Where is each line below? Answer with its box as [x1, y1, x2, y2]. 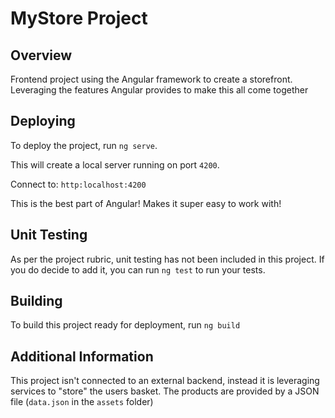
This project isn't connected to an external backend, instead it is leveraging [10, 375, 320, 387]
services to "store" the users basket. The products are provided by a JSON [10, 385, 320, 397]
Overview [10, 47, 73, 64]
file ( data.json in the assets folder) [10, 396, 154, 408]
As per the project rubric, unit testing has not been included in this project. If [10, 253, 325, 265]
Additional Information [10, 348, 154, 365]
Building [10, 293, 63, 310]
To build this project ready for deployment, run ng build [10, 319, 241, 331]
